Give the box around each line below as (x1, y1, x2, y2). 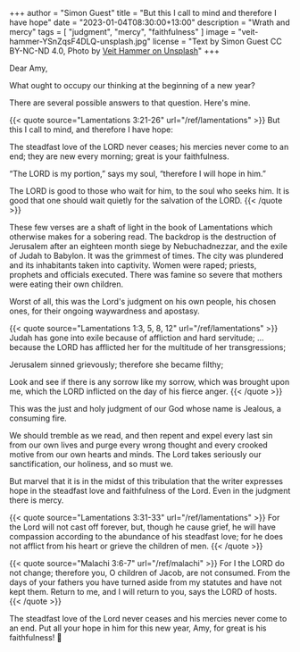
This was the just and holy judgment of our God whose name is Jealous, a (9, 404, 281, 414)
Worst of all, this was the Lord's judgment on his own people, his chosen (9, 297, 277, 306)
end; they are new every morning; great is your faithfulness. (9, 151, 229, 162)
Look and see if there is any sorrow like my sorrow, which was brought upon (9, 377, 290, 387)
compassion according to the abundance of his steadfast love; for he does (9, 531, 284, 541)
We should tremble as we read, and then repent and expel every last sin (9, 430, 273, 440)
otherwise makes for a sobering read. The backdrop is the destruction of (9, 231, 277, 242)
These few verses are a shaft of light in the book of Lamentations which (9, 222, 273, 232)
